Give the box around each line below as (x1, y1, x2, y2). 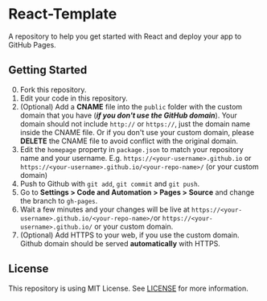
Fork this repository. (19, 85, 87, 94)
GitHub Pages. (8, 39, 56, 49)
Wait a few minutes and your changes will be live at (19, 204, 191, 214)
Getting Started (8, 64, 88, 77)
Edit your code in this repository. (19, 93, 128, 103)
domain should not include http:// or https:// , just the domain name (19, 118, 251, 129)
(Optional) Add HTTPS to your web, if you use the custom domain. (19, 230, 240, 240)
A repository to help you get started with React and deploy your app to (8, 31, 242, 41)
